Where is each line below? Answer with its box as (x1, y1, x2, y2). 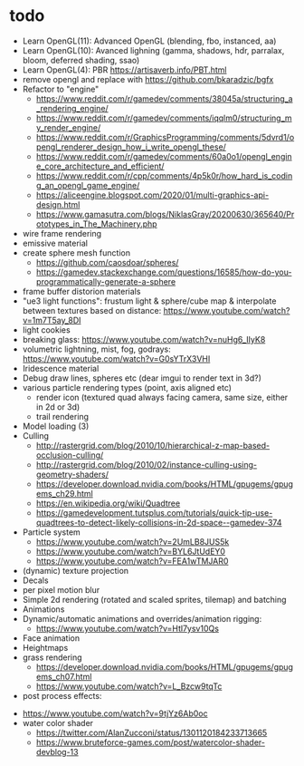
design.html (35, 199, 81, 209)
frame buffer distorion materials (22, 286, 141, 296)
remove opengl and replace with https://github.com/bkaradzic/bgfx (22, 73, 274, 84)
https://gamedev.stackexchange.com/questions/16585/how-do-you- (35, 267, 292, 277)
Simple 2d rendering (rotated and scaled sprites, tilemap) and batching (22, 594, 287, 605)
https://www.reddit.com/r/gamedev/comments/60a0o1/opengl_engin (35, 150, 292, 161)
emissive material (22, 238, 89, 248)
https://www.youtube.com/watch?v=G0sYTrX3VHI (22, 353, 211, 364)
